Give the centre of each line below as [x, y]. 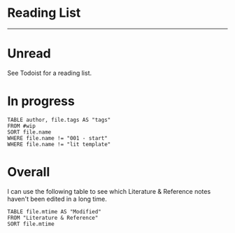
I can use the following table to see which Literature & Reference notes [109, 191]
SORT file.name [29, 132]
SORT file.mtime [31, 224]
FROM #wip [22, 126]
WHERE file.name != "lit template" [59, 144]
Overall [29, 172]
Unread [29, 54]
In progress [41, 101]
